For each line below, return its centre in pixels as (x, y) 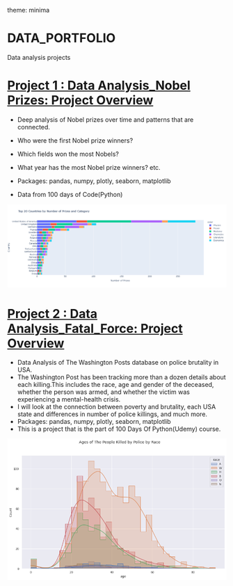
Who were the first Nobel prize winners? (75, 140)
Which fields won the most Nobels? (68, 154)
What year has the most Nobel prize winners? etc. (89, 167)
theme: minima (29, 10)
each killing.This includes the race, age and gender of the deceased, (115, 385)
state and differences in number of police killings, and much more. (112, 414)
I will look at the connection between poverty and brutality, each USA (116, 407)
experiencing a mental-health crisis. (69, 399)
